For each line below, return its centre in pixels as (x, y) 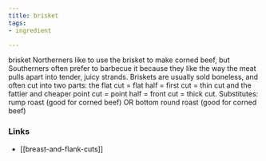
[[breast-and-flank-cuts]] (62, 149)
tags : (17, 23)
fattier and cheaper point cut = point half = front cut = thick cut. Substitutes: (133, 94)
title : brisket (34, 16)
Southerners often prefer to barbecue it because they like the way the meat (133, 69)
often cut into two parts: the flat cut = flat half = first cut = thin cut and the (130, 85)
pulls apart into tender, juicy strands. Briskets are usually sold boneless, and (133, 77)
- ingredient (30, 30)
